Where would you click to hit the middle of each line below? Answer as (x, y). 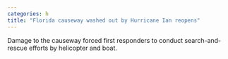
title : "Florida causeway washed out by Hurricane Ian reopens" (104, 20)
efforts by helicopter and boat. (73, 48)
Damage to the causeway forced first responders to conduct (95, 40)
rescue (18, 48)
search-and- (203, 40)
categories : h (28, 14)
